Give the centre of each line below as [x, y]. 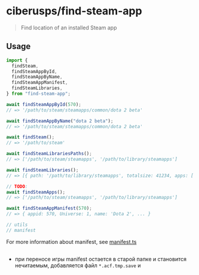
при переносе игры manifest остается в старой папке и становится [101, 259]
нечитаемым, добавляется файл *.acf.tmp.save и [78, 265]
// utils [17, 225]
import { [17, 60]
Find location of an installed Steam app [69, 28]
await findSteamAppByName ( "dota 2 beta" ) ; [60, 121]
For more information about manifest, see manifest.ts [71, 241]
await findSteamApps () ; [36, 192]
